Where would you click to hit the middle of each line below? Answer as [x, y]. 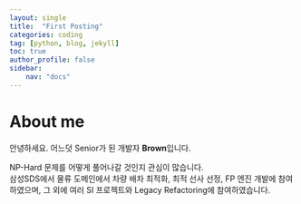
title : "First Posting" [56, 26]
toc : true [28, 52]
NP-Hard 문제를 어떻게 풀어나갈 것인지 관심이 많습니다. [107, 167]
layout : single [38, 18]
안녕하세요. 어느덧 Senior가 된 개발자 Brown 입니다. [100, 148]
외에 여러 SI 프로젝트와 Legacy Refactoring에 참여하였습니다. [162, 189]
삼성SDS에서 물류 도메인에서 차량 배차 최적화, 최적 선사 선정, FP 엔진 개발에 [143, 179]
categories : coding [46, 34]
